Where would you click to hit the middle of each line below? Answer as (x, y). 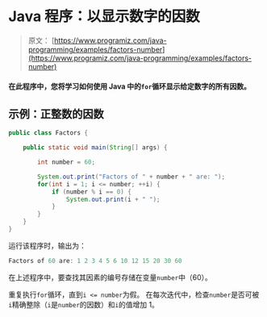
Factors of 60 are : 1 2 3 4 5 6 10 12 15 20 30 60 (95, 261)
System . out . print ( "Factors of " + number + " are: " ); (131, 177)
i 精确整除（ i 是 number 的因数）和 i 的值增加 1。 (84, 304)
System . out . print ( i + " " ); (113, 199)
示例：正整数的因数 (56, 114)
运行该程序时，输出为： (47, 245)
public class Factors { (48, 133)
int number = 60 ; (66, 162)
